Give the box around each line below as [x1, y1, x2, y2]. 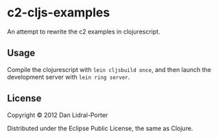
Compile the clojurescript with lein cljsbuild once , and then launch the [7, 65, 211, 73]
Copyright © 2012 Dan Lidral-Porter [7, 111, 108, 119]
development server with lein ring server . [7, 73, 130, 81]
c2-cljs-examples [7, 5, 110, 21]
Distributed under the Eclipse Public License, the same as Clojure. [7, 124, 193, 132]
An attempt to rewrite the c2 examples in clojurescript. [7, 27, 160, 36]
